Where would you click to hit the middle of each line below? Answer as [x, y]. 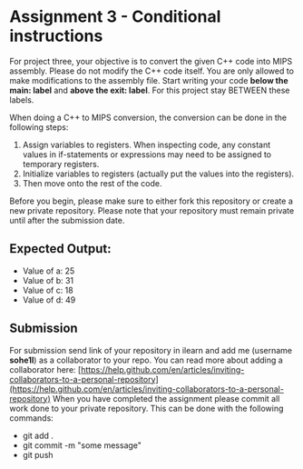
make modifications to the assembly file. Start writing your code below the [149, 80]
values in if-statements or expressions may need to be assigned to [147, 154]
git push [38, 454]
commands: [32, 418]
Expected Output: [60, 249]
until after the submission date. [67, 220]
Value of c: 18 [48, 290]
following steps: [39, 127]
